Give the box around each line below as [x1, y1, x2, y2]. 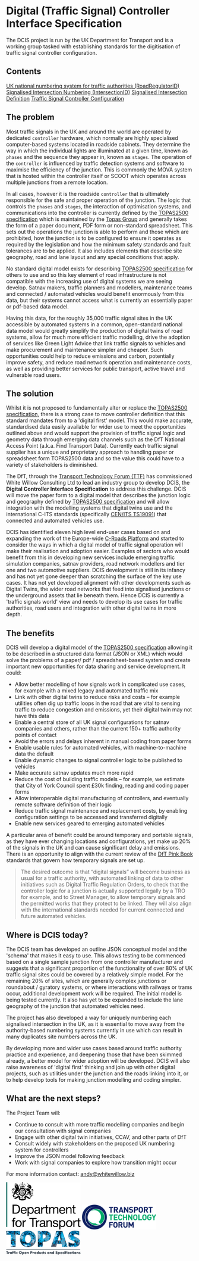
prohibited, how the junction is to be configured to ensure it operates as [6, 234, 182, 242]
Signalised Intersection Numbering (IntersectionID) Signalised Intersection [6, 88, 188, 96]
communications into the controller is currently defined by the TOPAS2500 [6, 209, 189, 216]
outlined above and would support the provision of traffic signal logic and [6, 430, 185, 437]
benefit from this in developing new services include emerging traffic [6, 554, 175, 561]
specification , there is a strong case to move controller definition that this [6, 411, 185, 418]
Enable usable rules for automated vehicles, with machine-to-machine [14, 744, 187, 751]
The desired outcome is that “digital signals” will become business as [20, 868, 191, 876]
